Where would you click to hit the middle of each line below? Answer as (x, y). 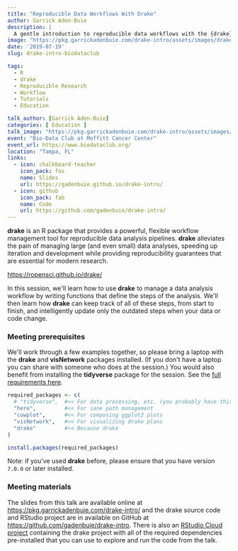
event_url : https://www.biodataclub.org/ (69, 145)
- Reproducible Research (50, 86)
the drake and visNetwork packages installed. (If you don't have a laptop (114, 360)
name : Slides (39, 178)
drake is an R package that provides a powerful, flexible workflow (103, 231)
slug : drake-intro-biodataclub (53, 54)
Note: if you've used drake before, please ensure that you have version (111, 461)
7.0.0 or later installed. (41, 469)
